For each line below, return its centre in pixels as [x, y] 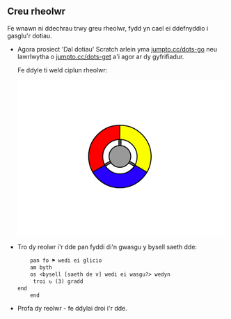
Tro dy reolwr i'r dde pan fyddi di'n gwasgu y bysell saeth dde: [107, 247]
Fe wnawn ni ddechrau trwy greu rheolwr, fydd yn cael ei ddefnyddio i [108, 28]
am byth [41, 267]
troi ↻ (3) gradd [58, 281]
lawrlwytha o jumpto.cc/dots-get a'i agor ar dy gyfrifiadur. [101, 56]
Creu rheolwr [37, 11]
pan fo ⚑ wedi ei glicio [66, 260]
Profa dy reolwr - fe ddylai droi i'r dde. [72, 308]
